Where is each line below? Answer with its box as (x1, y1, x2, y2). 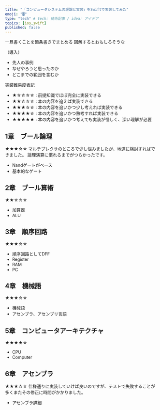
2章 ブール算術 (5, 184, 54, 192)
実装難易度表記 (5, 82, 35, 88)
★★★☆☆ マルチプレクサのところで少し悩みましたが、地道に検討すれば (5, 146, 151, 152)
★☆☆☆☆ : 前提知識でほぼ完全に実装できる (12, 93, 102, 98)
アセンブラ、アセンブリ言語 (12, 311, 67, 317)
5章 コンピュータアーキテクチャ (5, 327, 104, 335)
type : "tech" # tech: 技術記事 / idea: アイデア (5, 16, 99, 21)
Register (12, 256, 29, 262)
